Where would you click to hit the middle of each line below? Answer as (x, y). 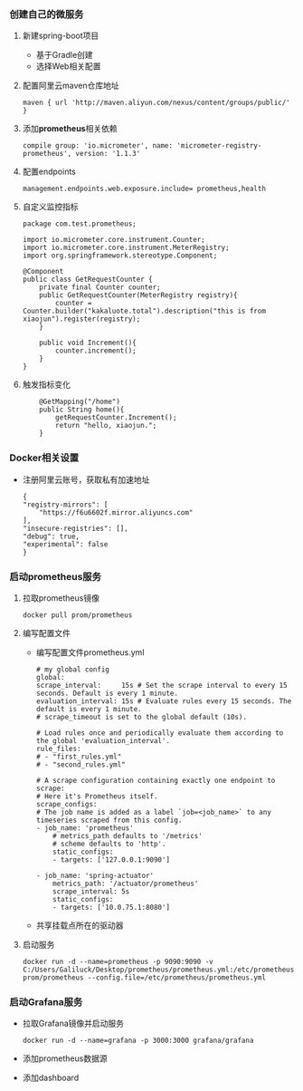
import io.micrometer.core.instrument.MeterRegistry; (126, 248)
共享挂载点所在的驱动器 (80, 925)
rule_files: (58, 748)
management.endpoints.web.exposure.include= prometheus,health (144, 189)
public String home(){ (82, 410)
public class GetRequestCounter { (87, 280)
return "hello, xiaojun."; (106, 426)
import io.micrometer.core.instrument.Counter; (114, 240)
